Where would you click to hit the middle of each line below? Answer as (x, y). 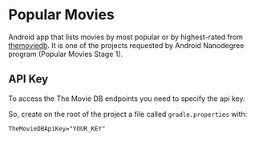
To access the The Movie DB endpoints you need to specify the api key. (127, 99)
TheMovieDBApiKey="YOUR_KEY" (57, 129)
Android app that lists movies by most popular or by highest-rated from (125, 37)
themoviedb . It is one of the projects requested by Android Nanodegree (126, 45)
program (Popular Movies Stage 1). (66, 54)
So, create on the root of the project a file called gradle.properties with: (128, 114)
